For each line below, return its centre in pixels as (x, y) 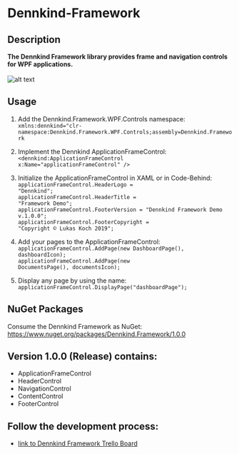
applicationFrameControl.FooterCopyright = (83, 222)
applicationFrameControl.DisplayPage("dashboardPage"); (102, 287)
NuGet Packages (45, 309)
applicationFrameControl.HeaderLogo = (75, 185)
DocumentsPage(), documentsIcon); (69, 267)
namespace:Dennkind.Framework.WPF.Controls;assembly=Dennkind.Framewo (125, 132)
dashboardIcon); (42, 255)
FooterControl (38, 404)
